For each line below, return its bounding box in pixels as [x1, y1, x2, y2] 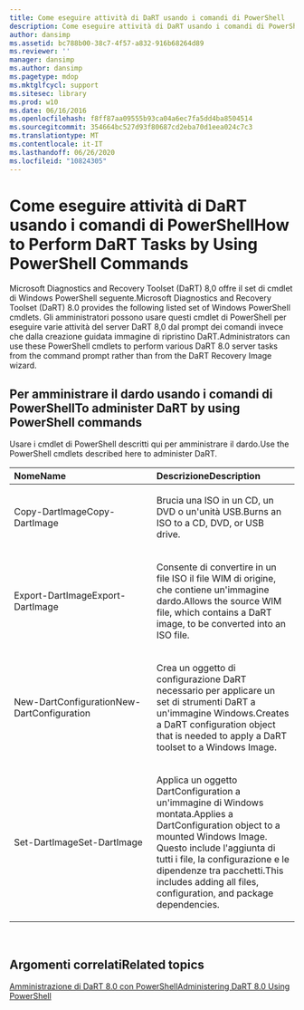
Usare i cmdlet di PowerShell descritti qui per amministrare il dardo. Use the [9, 438, 290, 449]
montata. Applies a [157, 808, 233, 821]
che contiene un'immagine [157, 583, 270, 596]
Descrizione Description [157, 470, 261, 483]
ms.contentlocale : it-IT [9, 139, 103, 149]
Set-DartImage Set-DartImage [14, 836, 143, 849]
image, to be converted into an [157, 618, 287, 630]
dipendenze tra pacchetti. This [157, 864, 284, 877]
